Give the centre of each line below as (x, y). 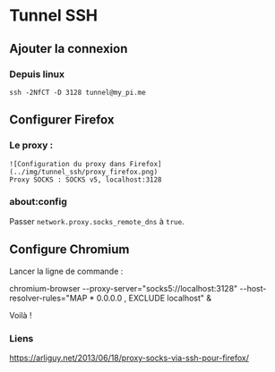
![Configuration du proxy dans (68, 164)
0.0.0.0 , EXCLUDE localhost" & (154, 298)
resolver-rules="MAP (48, 298)
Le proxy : (31, 146)
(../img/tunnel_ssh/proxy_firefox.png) (84, 172)
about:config (38, 202)
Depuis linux (37, 74)
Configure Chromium (69, 250)
